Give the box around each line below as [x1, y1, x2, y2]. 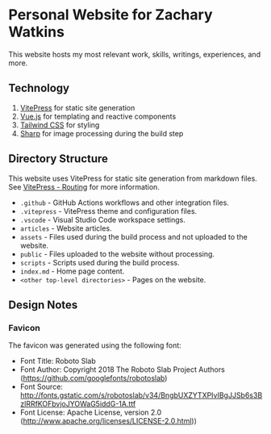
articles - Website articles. [19, 223, 112, 233]
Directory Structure [8, 152, 109, 166]
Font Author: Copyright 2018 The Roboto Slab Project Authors [19, 365, 226, 374]
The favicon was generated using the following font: [8, 340, 181, 350]
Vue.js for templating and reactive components [19, 111, 177, 121]
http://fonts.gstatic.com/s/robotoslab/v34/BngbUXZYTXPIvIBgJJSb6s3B [19, 390, 263, 400]
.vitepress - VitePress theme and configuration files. [19, 206, 198, 215]
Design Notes [8, 298, 78, 311]
